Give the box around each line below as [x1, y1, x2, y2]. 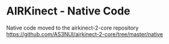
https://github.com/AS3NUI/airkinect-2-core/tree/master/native [6, 30, 164, 37]
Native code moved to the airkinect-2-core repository [6, 24, 139, 31]
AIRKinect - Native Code [6, 4, 131, 18]
